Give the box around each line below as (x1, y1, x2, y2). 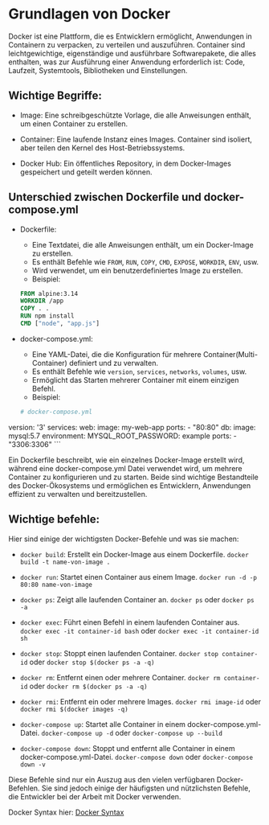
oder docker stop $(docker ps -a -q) (29, 657, 155, 667)
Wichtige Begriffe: (8, 89, 102, 103)
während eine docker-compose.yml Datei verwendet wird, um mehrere (8, 463, 243, 473)
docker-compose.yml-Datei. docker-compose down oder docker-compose (19, 752, 254, 761)
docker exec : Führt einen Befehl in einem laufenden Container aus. (19, 617, 240, 627)
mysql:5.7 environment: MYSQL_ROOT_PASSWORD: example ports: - (8, 431, 237, 441)
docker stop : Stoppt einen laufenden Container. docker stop (19, 648, 219, 658)
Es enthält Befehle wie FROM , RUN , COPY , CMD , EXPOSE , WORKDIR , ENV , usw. (31, 257, 259, 266)
